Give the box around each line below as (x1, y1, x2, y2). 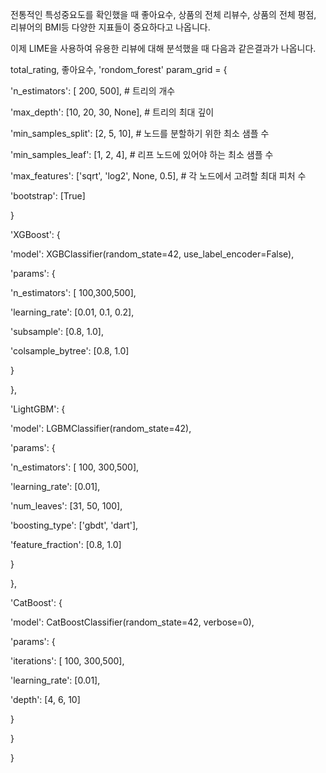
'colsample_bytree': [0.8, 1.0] (10, 345, 130, 357)
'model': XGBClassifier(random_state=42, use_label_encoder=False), (10, 248, 295, 260)
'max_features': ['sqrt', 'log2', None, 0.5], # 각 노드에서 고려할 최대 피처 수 (10, 170, 307, 182)
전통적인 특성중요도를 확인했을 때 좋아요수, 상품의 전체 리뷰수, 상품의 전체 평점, (10, 9, 317, 20)
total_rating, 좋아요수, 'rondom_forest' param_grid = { (10, 64, 228, 75)
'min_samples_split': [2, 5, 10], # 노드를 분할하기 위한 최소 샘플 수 (10, 128, 270, 139)
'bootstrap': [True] (10, 190, 86, 202)
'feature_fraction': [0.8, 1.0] (10, 539, 122, 550)
